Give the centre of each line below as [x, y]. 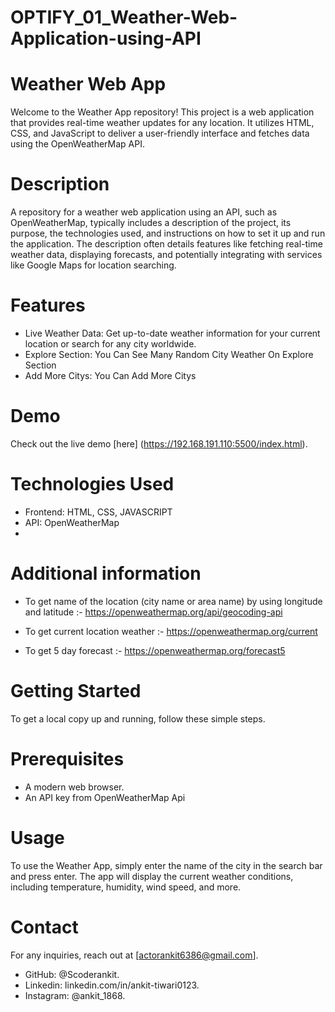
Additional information [106, 573]
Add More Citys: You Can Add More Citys [110, 375]
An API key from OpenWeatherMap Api [105, 797]
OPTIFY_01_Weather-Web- [124, 17]
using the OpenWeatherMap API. [77, 144]
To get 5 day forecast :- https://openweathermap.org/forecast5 [155, 650]
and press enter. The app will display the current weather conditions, [152, 876]
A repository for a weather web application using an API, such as [144, 212]
